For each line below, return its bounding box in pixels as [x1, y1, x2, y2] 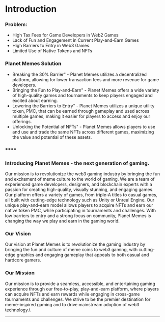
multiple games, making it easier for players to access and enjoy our [12, 113, 151, 119]
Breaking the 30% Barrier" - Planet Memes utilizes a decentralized [12, 71, 147, 77]
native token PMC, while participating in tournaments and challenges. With [5, 208, 156, 213]
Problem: [5, 21, 27, 28]
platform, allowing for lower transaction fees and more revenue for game [12, 76, 159, 82]
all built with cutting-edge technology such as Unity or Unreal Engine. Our [5, 197, 155, 203]
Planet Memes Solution [5, 60, 62, 67]
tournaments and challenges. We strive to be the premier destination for [5, 296, 151, 302]
